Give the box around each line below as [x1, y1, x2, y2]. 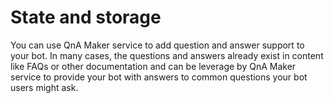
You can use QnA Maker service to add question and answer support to [10, 39, 305, 51]
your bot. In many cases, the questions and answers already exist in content [10, 49, 324, 61]
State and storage [10, 6, 162, 29]
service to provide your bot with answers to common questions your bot [10, 71, 308, 83]
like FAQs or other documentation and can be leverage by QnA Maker [10, 60, 297, 72]
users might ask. [10, 81, 79, 93]
